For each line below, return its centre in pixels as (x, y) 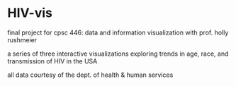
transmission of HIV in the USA (52, 61)
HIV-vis (30, 13)
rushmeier (22, 39)
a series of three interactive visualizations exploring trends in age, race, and (118, 54)
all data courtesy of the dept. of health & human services (90, 75)
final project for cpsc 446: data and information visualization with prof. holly (118, 32)
